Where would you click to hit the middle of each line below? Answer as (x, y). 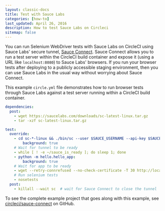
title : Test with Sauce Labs (35, 14)
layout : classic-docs (27, 10)
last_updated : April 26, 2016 (36, 23)
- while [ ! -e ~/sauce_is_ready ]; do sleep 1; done (70, 152)
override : (19, 134)
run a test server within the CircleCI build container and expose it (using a (80, 57)
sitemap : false (21, 32)
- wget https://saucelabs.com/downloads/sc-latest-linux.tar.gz (81, 116)
